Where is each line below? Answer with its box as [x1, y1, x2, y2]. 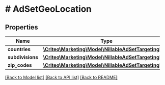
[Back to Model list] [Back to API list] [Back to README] [5, 75, 118, 80]
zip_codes [7, 62, 32, 68]
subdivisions [7, 54, 38, 60]
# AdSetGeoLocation [5, 3, 92, 15]
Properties [5, 23, 38, 31]
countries [7, 46, 31, 53]
